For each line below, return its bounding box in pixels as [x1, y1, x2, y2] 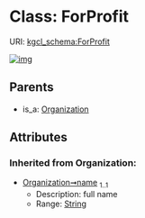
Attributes [9, 130, 68, 145]
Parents [9, 79, 54, 95]
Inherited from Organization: [9, 157, 137, 169]
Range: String [35, 198, 87, 209]
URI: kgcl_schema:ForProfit [9, 36, 111, 47]
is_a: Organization [22, 104, 89, 114]
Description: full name [35, 189, 118, 200]
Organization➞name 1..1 [22, 177, 109, 190]
